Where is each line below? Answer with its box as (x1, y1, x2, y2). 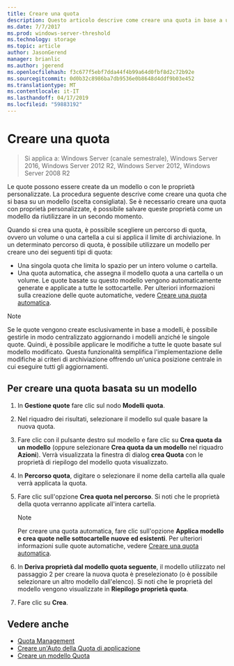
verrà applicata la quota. (17, 478, 88, 487)
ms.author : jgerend (7, 62, 64, 69)
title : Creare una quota (7, 10, 79, 17)
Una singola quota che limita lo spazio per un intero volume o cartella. (17, 261, 218, 269)
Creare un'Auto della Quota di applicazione (17, 644, 141, 653)
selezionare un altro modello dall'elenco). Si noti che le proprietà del (17, 577, 213, 586)
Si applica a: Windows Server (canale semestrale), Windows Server (24, 154, 218, 162)
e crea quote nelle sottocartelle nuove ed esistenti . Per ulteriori (17, 534, 203, 543)
